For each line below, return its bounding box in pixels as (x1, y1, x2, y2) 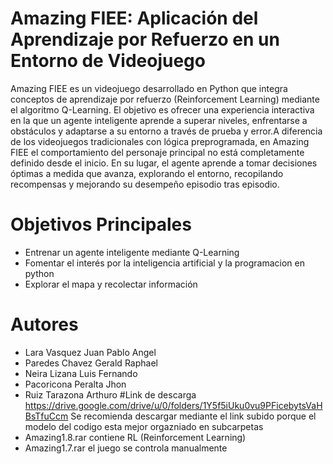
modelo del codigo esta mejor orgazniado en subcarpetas (24, 420, 264, 432)
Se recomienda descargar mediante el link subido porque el (70, 410, 317, 422)
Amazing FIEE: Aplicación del (10, 7, 259, 30)
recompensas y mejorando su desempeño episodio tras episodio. (10, 178, 280, 190)
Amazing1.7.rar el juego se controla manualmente (24, 442, 228, 454)
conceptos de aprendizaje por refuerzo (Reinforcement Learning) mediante (10, 93, 320, 105)
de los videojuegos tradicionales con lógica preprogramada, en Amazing (10, 135, 310, 147)
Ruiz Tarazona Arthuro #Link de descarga (24, 388, 197, 401)
